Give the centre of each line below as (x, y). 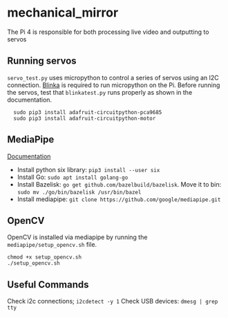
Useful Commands (48, 284)
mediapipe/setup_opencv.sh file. (52, 245)
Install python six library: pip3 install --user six (88, 169)
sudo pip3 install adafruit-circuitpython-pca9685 (88, 112)
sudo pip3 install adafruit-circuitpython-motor (85, 118)
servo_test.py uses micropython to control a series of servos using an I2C (113, 77)
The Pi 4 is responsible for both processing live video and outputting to (108, 32)
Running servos (42, 61)
